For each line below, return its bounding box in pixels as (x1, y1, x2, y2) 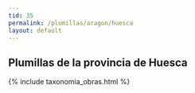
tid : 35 (8, 11, 34, 20)
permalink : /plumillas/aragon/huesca (8, 19, 134, 27)
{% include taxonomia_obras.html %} (8, 77, 131, 87)
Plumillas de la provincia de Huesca (8, 56, 188, 69)
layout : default (8, 26, 62, 34)
